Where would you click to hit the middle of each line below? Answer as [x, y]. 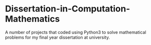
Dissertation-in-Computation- [68, 9]
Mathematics [32, 19]
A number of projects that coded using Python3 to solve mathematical [76, 32]
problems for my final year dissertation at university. [57, 37]
